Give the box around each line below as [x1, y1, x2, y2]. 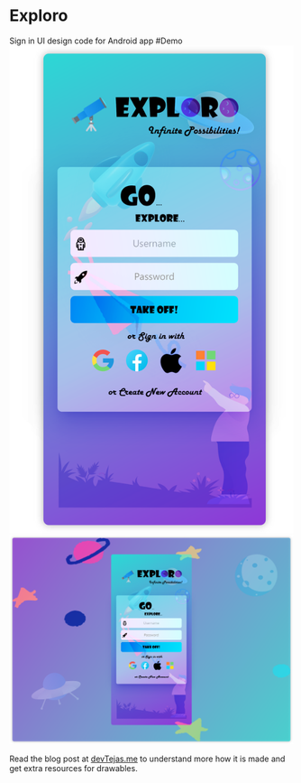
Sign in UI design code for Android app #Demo [9, 35, 183, 46]
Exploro [9, 5, 68, 26]
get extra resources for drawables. [9, 763, 138, 774]
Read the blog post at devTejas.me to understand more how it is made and [9, 753, 286, 764]
